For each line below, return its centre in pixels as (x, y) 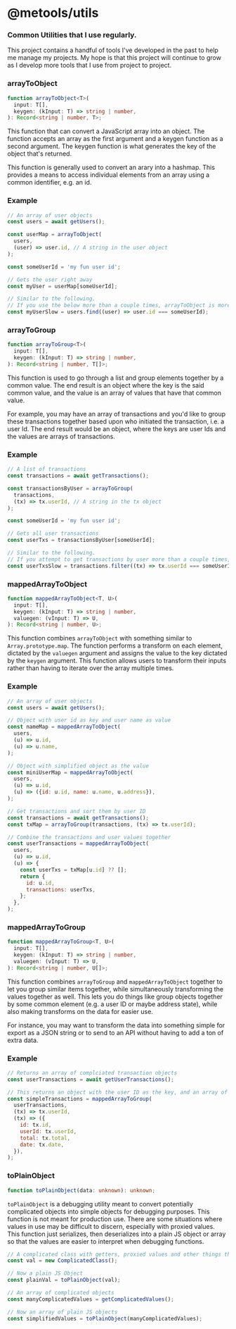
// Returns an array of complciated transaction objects (92, 1073)
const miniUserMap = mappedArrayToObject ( (70, 772)
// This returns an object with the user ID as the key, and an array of (118, 1092)
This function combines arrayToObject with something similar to (100, 638)
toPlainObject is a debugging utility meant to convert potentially (100, 1204)
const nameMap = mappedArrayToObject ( (64, 727)
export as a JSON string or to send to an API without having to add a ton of (116, 1032)
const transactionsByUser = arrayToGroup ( (70, 488)
